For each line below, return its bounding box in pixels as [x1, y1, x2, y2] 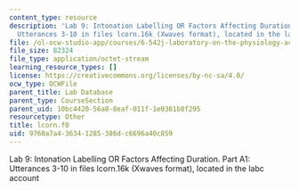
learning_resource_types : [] [9, 63, 117, 72]
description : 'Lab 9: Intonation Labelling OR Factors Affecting [9, 21, 256, 30]
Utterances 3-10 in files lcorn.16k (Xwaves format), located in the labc [9, 162, 265, 174]
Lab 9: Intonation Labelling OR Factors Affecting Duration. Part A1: [9, 153, 251, 164]
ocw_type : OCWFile [9, 79, 77, 88]
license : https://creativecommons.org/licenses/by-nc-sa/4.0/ [9, 71, 245, 80]
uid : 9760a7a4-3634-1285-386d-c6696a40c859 [9, 129, 174, 138]
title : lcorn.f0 [9, 121, 69, 130]
